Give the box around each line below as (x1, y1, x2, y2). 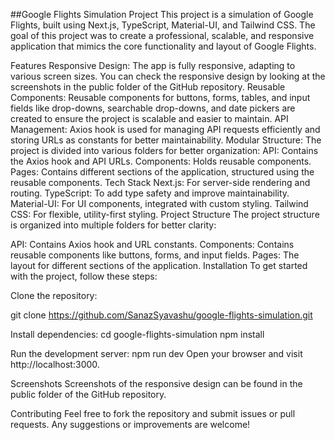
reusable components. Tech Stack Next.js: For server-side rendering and (10, 177, 311, 188)
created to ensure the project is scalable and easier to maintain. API (10, 113, 289, 124)
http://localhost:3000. (10, 359, 100, 370)
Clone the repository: (10, 290, 98, 301)
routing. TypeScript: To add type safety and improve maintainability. (10, 187, 290, 199)
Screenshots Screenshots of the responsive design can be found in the (10, 378, 303, 389)
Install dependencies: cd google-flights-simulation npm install (10, 329, 265, 340)
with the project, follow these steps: (10, 270, 158, 282)
